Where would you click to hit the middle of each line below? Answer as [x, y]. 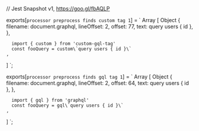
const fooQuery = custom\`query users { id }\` [72, 49]
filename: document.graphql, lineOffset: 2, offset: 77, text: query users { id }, [100, 26]
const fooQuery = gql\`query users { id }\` [68, 105]
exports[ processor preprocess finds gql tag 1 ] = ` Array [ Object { [89, 77]
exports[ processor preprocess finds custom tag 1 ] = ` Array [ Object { [93, 20]
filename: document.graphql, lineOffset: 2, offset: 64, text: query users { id [98, 83]
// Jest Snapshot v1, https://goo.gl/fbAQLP [58, 9]
